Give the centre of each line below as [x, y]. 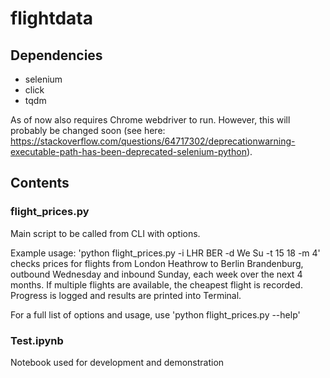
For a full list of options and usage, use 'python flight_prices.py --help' [155, 314]
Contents [40, 183]
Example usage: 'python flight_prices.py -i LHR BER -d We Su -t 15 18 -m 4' [165, 253]
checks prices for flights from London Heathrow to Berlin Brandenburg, [157, 263]
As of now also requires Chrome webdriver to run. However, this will [150, 120]
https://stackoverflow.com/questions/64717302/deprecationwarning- [153, 141]
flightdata [51, 18]
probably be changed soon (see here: [88, 130]
